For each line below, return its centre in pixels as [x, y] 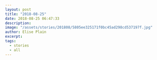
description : [18, 23]
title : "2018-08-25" [26, 14]
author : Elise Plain [26, 32]
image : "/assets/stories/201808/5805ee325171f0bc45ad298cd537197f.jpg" [79, 28]
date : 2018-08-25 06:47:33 [32, 18]
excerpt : [14, 37]
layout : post [18, 9]
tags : [10, 41]
